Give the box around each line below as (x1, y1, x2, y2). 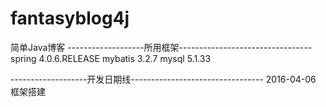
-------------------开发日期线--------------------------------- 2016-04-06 (10, 73, 317, 85)
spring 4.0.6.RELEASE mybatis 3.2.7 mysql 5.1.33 (10, 52, 212, 64)
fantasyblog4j (10, 7, 130, 30)
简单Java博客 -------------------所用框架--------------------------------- (10, 41, 313, 53)
